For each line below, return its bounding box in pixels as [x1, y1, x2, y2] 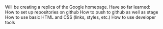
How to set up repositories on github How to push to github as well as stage [5, 9, 159, 15]
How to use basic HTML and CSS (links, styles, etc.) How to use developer [5, 14, 156, 20]
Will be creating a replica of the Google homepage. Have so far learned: [5, 4, 151, 10]
